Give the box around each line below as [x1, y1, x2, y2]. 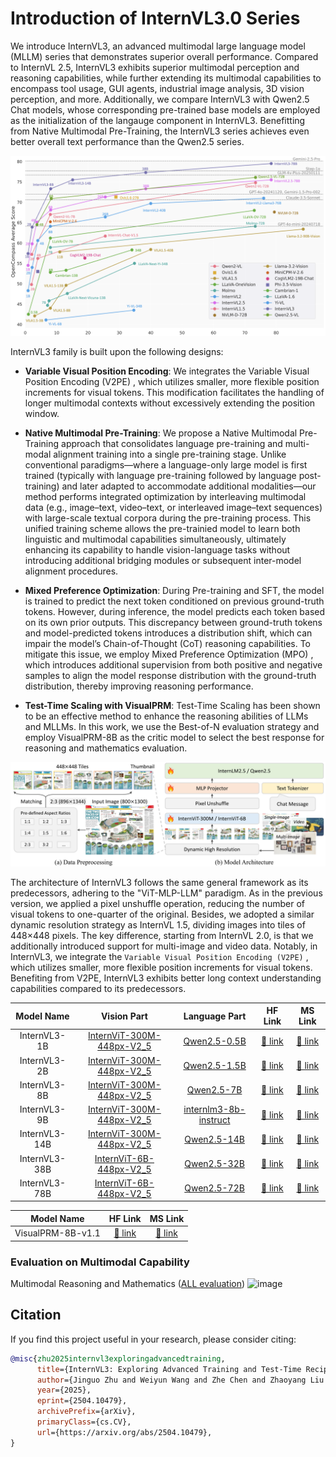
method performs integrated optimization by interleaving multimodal [24, 491, 307, 503]
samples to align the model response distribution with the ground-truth [24, 670, 317, 682]
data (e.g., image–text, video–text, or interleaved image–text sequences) [24, 502, 323, 514]
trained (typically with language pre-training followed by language [24, 470, 297, 482]
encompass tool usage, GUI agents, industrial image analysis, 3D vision [10, 82, 305, 94]
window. [24, 408, 60, 420]
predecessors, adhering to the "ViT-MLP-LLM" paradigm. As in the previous [10, 887, 323, 899]
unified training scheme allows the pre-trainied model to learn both [24, 523, 301, 535]
